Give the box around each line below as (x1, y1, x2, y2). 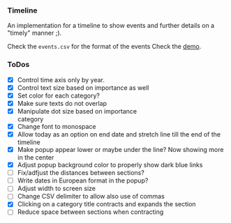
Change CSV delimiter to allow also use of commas (17, 192, 165, 201)
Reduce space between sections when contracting (17, 208, 164, 216)
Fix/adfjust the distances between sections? (17, 169, 144, 177)
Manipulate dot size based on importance (17, 107, 137, 115)
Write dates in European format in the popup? (17, 176, 149, 185)
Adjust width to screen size (17, 184, 96, 193)
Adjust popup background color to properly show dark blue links (17, 161, 203, 169)
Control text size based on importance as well (17, 83, 149, 92)
